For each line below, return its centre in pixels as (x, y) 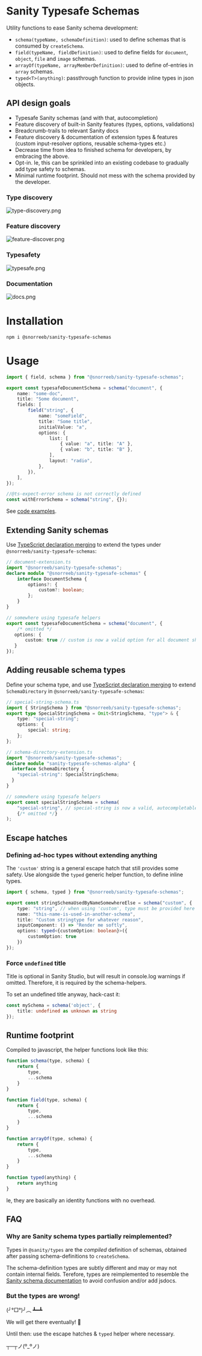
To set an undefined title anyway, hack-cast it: (63, 994)
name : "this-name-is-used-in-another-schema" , (76, 914)
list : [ (59, 438)
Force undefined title (36, 963)
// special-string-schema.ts (43, 702)
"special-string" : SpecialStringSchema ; (68, 775)
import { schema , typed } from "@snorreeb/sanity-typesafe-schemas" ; (95, 892)
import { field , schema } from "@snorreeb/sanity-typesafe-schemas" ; (95, 377)
